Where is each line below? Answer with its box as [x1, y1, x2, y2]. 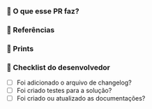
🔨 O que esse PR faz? [6, 6, 79, 16]
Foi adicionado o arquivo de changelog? [16, 78, 132, 87]
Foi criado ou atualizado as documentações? [16, 94, 146, 103]
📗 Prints [6, 43, 34, 53]
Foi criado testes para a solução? [16, 87, 112, 95]
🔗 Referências [6, 24, 55, 34]
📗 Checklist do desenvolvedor [6, 62, 111, 72]
